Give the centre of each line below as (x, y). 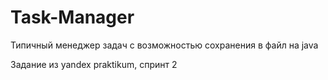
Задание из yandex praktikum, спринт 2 (94, 64)
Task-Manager (72, 17)
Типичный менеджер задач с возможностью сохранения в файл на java (164, 45)
